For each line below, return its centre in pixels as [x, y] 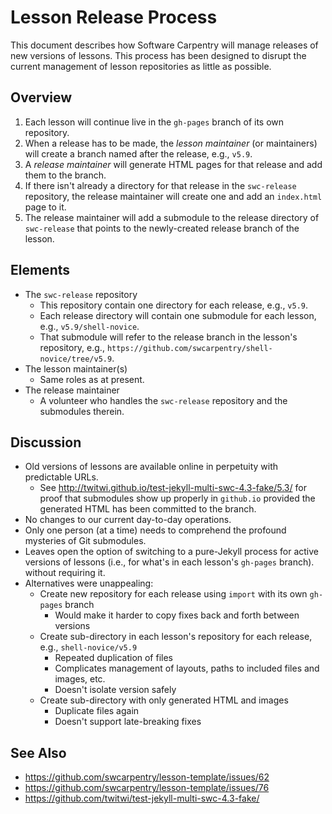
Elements [40, 270]
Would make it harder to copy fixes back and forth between [177, 615]
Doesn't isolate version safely [115, 690]
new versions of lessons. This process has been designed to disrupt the [158, 55]
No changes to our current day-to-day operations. [128, 520]
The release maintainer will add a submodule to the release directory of [172, 217]
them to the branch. [65, 175]
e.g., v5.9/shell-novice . [89, 326]
